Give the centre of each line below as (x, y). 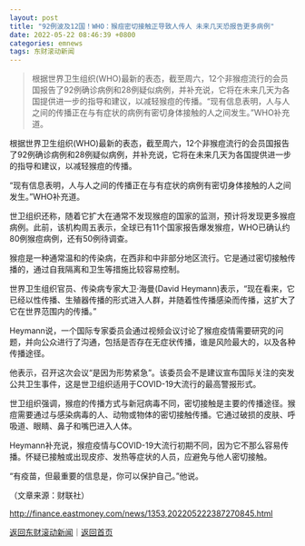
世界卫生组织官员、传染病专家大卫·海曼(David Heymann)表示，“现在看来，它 (152, 289)
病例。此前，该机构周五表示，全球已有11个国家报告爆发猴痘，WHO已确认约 (150, 227)
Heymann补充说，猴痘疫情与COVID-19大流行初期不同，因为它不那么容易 (145, 445)
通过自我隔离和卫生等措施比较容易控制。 (108, 270)
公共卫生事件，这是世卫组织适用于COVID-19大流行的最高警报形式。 (135, 384)
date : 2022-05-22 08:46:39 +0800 (73, 35)
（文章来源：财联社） (49, 495)
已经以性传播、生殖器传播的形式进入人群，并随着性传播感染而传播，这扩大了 (152, 300)
